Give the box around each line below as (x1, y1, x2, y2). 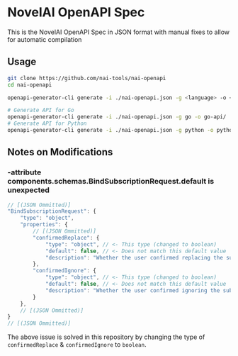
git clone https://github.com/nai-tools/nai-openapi (7, 74, 166, 82)
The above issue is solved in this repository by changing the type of (7, 333, 205, 341)
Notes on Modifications (7, 146, 113, 158)
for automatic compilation (7, 35, 82, 43)
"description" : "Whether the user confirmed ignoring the (45, 287, 220, 294)
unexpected (7, 185, 50, 195)
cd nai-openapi (7, 81, 52, 89)
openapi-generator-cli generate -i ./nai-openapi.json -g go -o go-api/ (7, 113, 227, 121)
